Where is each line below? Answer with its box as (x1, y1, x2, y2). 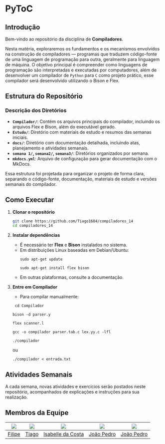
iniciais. (12, 134, 28, 140)
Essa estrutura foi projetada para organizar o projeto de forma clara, (5, 170, 145, 176)
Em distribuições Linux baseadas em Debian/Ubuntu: (19, 247, 129, 253)
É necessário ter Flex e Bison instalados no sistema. (19, 242, 128, 248)
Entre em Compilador (12, 284, 57, 290)
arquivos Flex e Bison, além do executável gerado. (12, 123, 116, 130)
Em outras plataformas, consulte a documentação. (19, 274, 124, 280)
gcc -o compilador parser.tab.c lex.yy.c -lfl (12, 330, 111, 335)
